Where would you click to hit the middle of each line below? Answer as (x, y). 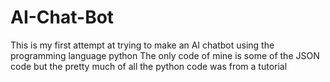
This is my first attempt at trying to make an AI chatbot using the (142, 45)
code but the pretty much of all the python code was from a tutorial (149, 66)
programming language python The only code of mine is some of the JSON (165, 55)
